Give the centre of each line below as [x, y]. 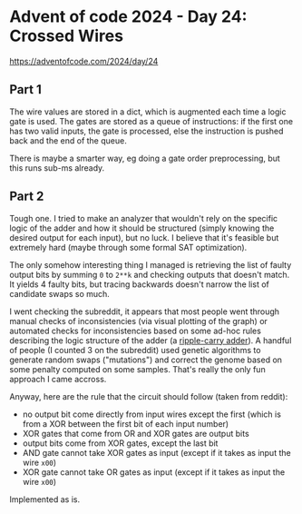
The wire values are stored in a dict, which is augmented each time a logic [148, 112]
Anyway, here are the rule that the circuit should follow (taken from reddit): [149, 396]
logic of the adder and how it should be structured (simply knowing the [142, 228]
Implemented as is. [44, 499]
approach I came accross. [58, 379]
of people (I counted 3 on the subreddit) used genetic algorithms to [135, 350]
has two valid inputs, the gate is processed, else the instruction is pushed [146, 131]
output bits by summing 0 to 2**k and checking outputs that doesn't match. [150, 274]
